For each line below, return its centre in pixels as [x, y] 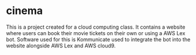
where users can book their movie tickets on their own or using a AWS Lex [96, 33]
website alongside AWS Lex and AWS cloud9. [61, 46]
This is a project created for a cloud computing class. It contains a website [96, 27]
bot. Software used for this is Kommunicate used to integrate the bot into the [98, 39]
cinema [24, 11]
